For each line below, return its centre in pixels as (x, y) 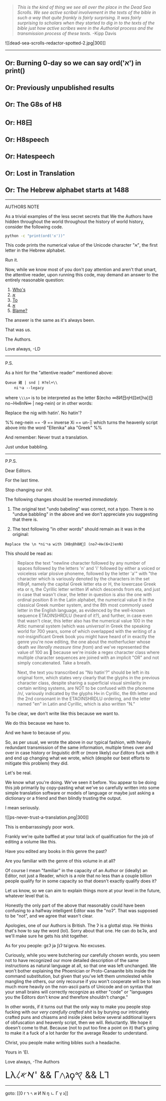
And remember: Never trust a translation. (47, 438)
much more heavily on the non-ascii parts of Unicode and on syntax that (79, 987)
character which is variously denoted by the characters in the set (83, 579)
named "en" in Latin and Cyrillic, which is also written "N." (76, 704)
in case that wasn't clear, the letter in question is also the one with (84, 595)
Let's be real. (19, 773)
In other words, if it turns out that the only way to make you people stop (78, 1007)
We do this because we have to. (38, 723)
